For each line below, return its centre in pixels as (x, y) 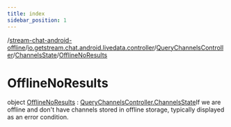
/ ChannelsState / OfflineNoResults (60, 55)
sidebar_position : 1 (37, 20)
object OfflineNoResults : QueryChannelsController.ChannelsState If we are (114, 103)
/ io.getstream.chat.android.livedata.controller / (91, 47)
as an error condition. (38, 117)
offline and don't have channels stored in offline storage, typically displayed (116, 110)
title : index (26, 14)
